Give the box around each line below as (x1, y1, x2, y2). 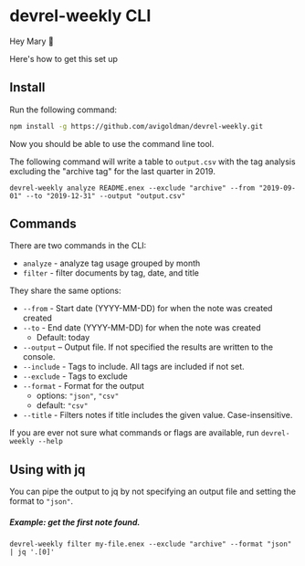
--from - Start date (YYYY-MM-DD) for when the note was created (22, 303, 273, 314)
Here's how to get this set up (9, 53, 119, 64)
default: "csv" (36, 400, 89, 411)
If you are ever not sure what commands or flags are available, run (9, 427, 259, 438)
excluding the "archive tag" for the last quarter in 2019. (9, 165, 216, 176)
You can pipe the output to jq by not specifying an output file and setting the (9, 486, 297, 498)
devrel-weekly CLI (9, 5, 152, 26)
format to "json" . (9, 496, 74, 507)
